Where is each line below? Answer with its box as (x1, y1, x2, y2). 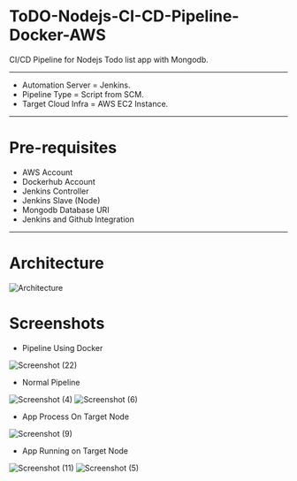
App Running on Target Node (21, 445, 129, 456)
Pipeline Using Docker (21, 342, 103, 353)
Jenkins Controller (21, 186, 90, 196)
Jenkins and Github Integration (21, 214, 135, 225)
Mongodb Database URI (21, 204, 110, 215)
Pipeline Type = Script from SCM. (21, 88, 144, 99)
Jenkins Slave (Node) (21, 195, 101, 205)
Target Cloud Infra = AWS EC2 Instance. (21, 98, 169, 109)
